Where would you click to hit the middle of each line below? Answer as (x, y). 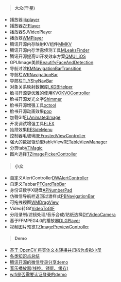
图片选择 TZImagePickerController (43, 154)
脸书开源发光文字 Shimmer (36, 99)
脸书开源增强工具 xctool (33, 105)
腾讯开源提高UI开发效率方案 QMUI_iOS (48, 56)
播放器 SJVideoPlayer (31, 32)
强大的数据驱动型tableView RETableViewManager (58, 142)
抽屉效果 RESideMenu (31, 130)
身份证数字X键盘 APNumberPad (41, 190)
